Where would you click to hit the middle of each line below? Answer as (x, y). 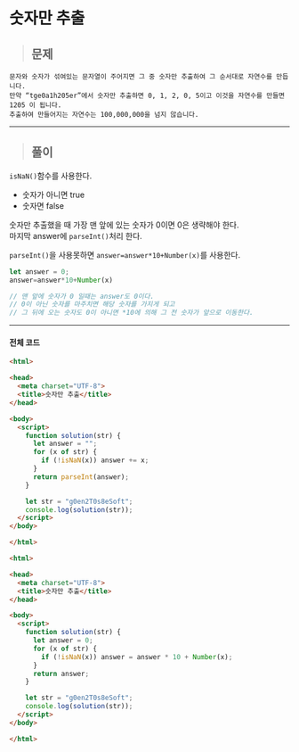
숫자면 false (43, 205)
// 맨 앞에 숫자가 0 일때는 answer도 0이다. (82, 296)
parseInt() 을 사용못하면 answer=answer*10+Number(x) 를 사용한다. (125, 254)
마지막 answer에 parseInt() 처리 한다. (76, 236)
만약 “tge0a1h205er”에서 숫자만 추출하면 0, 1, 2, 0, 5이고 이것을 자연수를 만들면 (147, 95)
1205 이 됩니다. (36, 105)
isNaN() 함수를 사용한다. (51, 176)
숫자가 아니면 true (53, 194)
